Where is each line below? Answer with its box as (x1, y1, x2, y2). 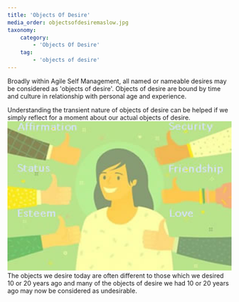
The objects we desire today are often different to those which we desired (7, 271, 224, 280)
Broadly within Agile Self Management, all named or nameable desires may (7, 77, 227, 85)
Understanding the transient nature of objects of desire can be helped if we (7, 105, 229, 114)
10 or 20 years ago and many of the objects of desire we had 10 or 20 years (7, 279, 229, 287)
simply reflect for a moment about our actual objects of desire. (7, 113, 191, 122)
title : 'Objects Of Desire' (7, 11, 91, 18)
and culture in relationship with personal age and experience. (7, 92, 187, 100)
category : (20, 34, 50, 41)
